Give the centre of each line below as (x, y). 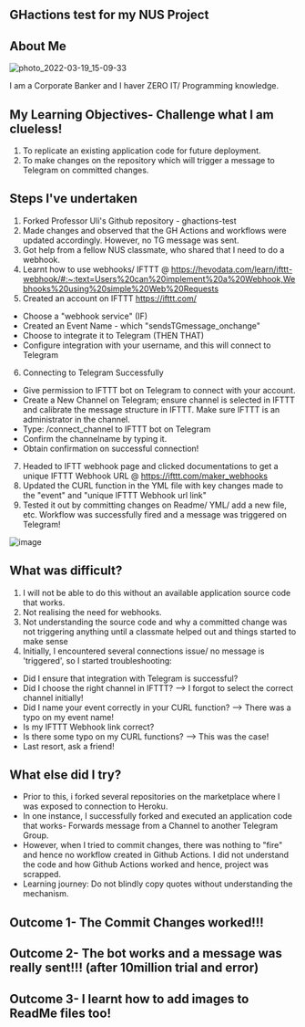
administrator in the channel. (76, 419)
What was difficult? (66, 571)
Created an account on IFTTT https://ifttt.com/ (110, 298)
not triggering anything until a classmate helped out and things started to (159, 631)
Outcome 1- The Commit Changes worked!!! (137, 922)
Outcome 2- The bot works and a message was (146, 954)
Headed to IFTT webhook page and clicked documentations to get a (151, 466)
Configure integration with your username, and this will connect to (147, 345)
